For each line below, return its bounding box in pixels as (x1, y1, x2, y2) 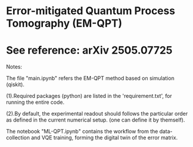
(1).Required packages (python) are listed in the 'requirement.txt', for (6, 93, 172, 100)
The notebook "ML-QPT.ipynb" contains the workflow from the (6, 128, 158, 135)
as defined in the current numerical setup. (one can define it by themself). (6, 116, 185, 123)
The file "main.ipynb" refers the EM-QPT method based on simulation (6, 75, 175, 82)
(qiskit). (6, 81, 25, 88)
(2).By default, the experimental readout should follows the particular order (6, 110, 188, 117)
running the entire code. (6, 99, 65, 106)
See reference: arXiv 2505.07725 (6, 44, 172, 57)
